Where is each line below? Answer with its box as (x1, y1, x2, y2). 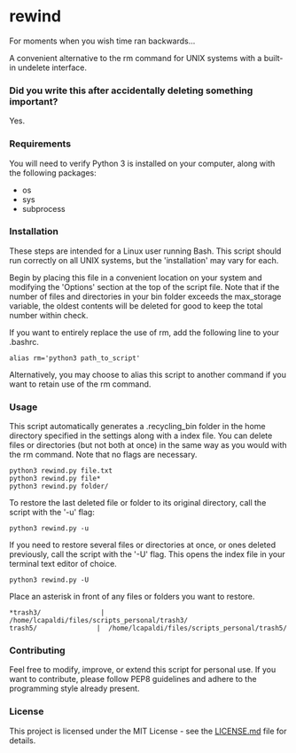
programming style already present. (9, 683, 140, 694)
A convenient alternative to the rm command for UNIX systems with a (9, 52, 262, 63)
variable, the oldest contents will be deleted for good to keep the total (9, 300, 263, 311)
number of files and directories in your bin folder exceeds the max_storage (9, 291, 282, 302)
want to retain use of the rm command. (9, 379, 152, 389)
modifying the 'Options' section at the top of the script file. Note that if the (9, 281, 280, 292)
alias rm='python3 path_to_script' (9, 353, 141, 363)
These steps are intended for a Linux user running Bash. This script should (9, 246, 282, 256)
